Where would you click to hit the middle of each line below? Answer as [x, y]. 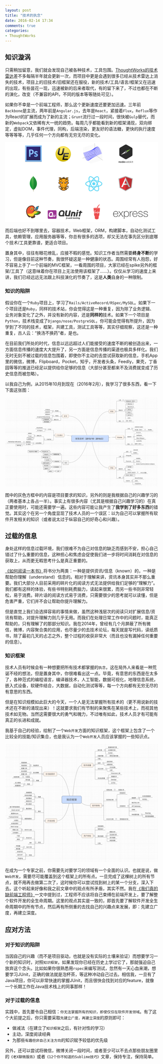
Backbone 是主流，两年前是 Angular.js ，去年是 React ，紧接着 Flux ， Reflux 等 [79, 110]
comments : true [20, 26]
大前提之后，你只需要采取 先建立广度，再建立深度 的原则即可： [67, 1018]
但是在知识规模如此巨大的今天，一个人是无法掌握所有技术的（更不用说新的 [79, 702]
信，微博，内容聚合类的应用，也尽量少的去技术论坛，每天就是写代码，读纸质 [81, 630]
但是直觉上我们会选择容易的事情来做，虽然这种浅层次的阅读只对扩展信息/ [78, 612]
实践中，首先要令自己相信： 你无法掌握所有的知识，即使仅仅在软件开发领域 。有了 [79, 1012]
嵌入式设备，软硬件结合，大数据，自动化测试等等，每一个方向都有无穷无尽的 [81, 685]
